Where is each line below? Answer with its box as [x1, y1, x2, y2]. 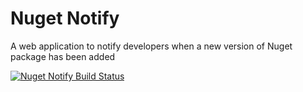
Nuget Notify [10, 7, 120, 30]
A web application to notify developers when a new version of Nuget [10, 40, 293, 52]
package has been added [10, 50, 116, 62]
